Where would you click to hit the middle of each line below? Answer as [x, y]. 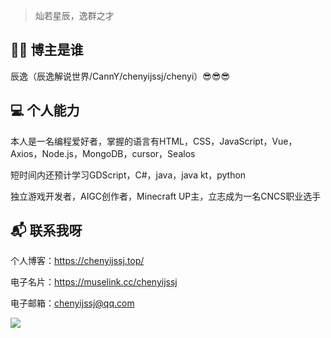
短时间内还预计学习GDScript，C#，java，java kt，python [128, 175]
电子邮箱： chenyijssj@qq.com [72, 303]
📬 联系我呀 [46, 230]
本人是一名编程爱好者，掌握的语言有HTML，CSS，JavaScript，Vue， [154, 141]
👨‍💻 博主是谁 [47, 50]
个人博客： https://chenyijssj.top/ [77, 261]
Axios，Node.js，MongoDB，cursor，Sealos [103, 153]
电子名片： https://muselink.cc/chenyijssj [94, 282]
